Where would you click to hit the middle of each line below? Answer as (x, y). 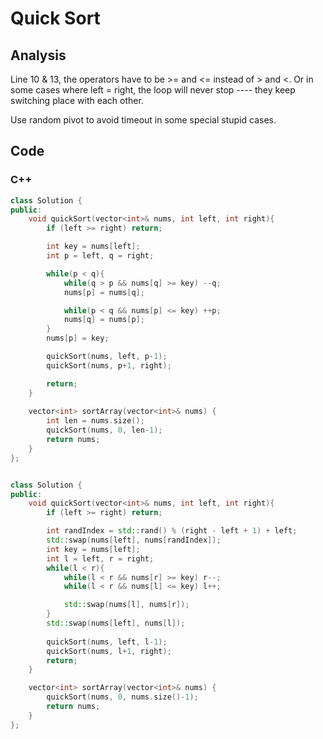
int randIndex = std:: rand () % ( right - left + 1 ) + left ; (172, 531)
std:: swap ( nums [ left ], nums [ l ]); (116, 623)
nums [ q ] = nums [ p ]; (104, 320)
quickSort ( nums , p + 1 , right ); (109, 365)
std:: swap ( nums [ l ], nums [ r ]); (126, 605)
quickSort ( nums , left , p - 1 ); (107, 357)
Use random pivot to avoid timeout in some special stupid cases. (143, 120)
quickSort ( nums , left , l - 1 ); (107, 642)
